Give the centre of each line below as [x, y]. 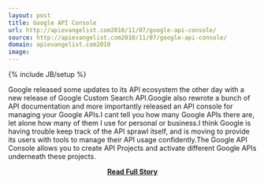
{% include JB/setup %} [47, 74]
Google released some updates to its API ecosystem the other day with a [126, 90]
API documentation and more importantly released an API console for [121, 106]
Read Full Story [132, 171]
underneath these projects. [52, 156]
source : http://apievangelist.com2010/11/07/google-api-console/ [117, 37]
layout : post [30, 15]
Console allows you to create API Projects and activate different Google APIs [132, 148]
